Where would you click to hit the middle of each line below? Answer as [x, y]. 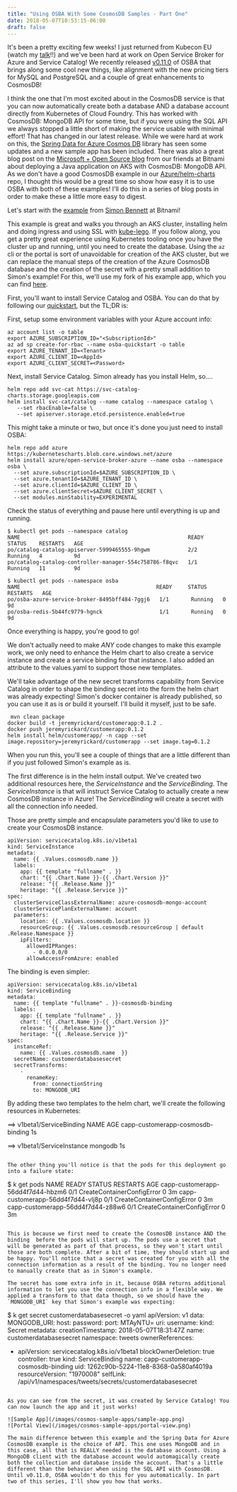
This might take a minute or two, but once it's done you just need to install [115, 428]
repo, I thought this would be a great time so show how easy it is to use [111, 182]
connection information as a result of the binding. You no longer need [117, 1265]
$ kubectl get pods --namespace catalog [68, 531]
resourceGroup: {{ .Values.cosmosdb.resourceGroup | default [112, 928]
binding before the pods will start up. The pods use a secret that [112, 1240]
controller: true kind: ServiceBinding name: [80, 1359]
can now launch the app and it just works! [73, 1407]
